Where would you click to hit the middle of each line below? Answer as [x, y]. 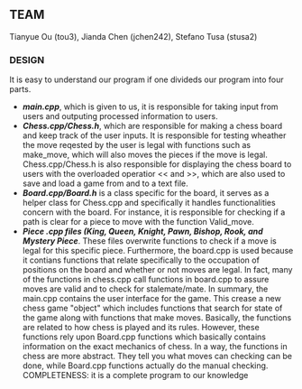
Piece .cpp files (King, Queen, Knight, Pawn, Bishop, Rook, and [142, 232]
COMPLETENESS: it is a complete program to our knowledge [135, 375]
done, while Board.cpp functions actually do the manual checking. [145, 366]
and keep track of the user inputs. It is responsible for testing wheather [154, 135]
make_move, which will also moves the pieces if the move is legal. [145, 155]
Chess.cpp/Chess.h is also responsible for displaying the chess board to [157, 164]
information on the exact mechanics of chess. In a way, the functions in [155, 347]
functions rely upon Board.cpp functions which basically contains [144, 337]
